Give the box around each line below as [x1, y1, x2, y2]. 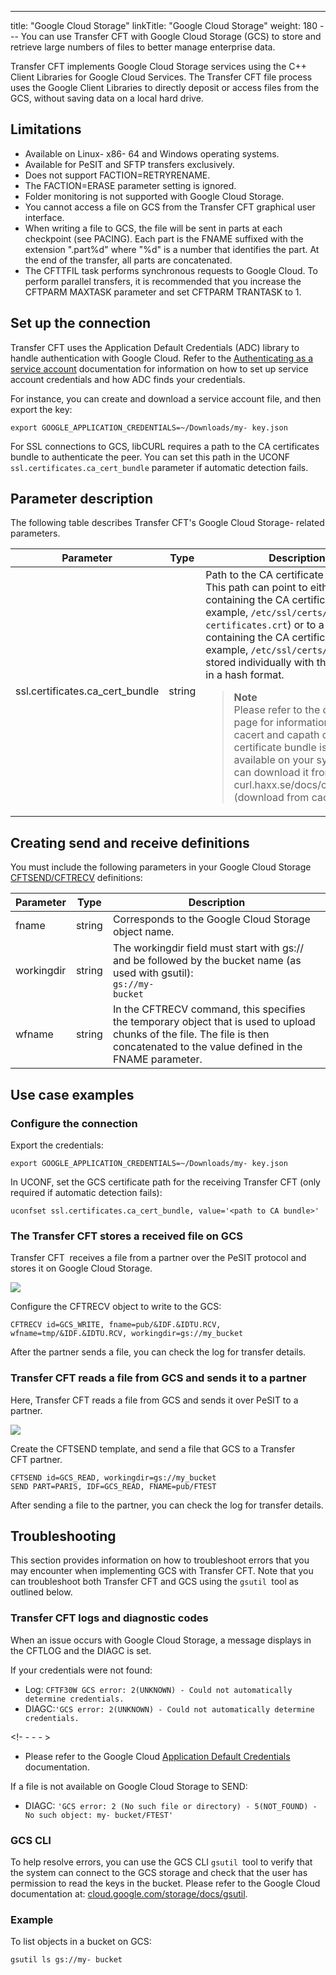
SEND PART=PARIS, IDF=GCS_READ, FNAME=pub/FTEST [10, 1481, 217, 1491]
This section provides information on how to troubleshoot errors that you [10, 1554, 310, 1566]
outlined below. [10, 1586, 73, 1598]
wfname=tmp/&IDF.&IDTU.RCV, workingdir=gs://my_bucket [10, 1329, 244, 1339]
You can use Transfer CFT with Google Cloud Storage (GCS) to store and [20, 31, 322, 42]
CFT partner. [10, 1453, 63, 1465]
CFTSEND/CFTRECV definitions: [10, 872, 143, 884]
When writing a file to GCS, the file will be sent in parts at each [24, 222, 283, 234]
